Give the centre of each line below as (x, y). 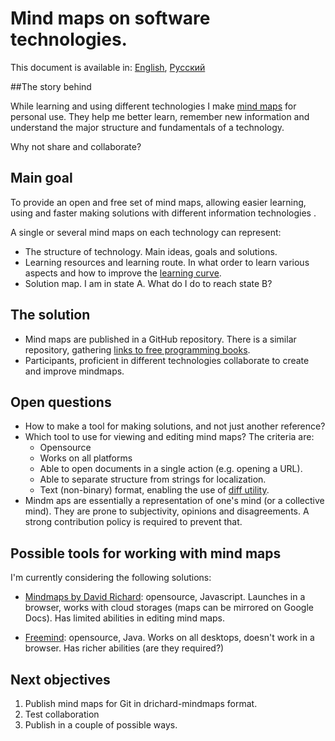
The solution (50, 315)
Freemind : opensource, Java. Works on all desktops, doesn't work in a (169, 638)
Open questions (61, 402)
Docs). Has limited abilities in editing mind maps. (125, 618)
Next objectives (60, 679)
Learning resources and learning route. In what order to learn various (167, 262)
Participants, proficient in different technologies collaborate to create (167, 360)
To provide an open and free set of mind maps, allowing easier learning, (158, 202)
